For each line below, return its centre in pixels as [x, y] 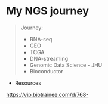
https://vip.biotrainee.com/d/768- [47, 94]
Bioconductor [47, 71]
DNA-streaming [49, 58]
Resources [28, 83]
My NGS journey [48, 11]
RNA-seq [41, 39]
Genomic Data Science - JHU [66, 65]
